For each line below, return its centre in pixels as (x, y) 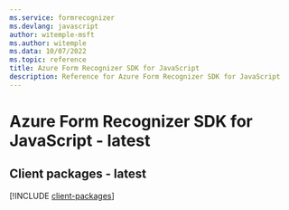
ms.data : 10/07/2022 (48, 52)
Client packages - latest (78, 174)
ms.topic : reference (48, 60)
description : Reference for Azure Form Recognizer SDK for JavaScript (145, 77)
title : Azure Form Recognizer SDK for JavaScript (105, 69)
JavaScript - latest (80, 140)
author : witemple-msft (52, 34)
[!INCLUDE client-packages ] (62, 196)
